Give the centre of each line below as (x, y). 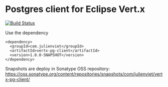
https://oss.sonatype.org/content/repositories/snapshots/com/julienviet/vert (84, 74)
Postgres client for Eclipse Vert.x (75, 9)
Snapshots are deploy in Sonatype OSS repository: (58, 68)
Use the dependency (27, 32)
